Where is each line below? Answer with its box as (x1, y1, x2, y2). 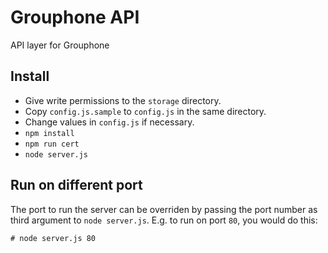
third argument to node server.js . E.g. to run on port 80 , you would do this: (10, 214, 318, 226)
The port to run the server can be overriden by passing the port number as (10, 203, 318, 215)
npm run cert (24, 139, 80, 149)
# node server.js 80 (10, 233, 97, 243)
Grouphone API (10, 6, 140, 29)
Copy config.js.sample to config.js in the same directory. (24, 105, 267, 117)
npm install (24, 128, 75, 138)
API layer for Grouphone (10, 39, 110, 51)
